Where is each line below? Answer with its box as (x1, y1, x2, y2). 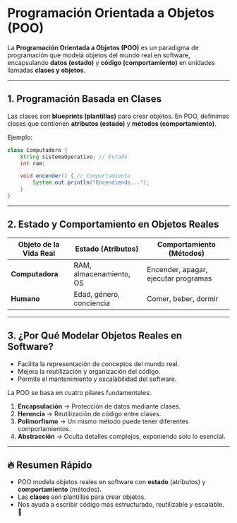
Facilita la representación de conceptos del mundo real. (17, 359, 180, 368)
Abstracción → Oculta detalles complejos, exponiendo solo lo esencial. (17, 432, 226, 440)
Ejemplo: (7, 133, 33, 141)
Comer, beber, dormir (147, 293, 219, 303)
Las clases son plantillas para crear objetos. (17, 493, 146, 501)
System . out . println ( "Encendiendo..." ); (32, 179, 150, 187)
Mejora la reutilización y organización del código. (17, 367, 161, 375)
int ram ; (20, 160, 46, 167)
